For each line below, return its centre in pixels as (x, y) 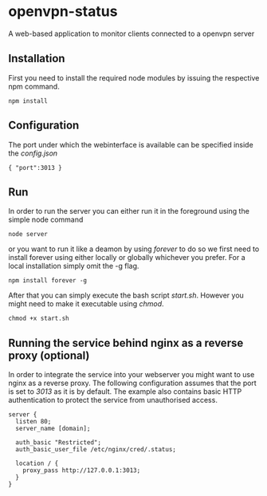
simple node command (46, 220)
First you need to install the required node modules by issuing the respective (134, 77)
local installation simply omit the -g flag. (74, 266)
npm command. (34, 86)
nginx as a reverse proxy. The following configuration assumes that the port (132, 383)
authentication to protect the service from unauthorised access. (113, 400)
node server (28, 234)
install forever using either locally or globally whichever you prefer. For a (127, 258)
